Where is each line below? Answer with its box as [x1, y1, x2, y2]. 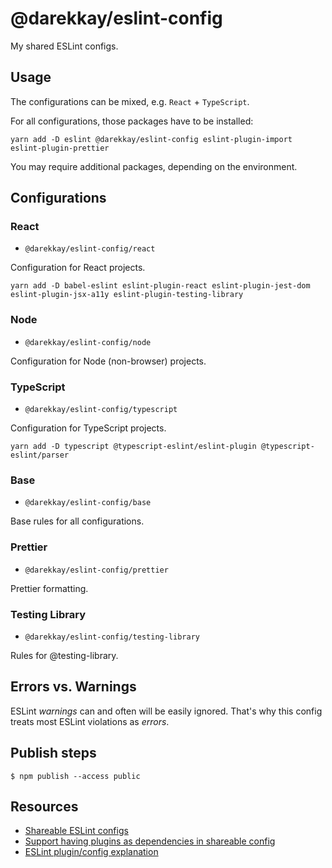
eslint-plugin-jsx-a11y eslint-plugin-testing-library [10, 290, 244, 300]
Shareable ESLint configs [24, 825, 129, 837]
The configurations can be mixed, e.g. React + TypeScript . [10, 95, 250, 107]
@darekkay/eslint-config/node [24, 337, 152, 347]
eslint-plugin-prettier [10, 143, 110, 153]
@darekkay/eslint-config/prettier [24, 565, 169, 575]
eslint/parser [10, 450, 70, 461]
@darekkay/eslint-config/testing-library [24, 632, 200, 642]
